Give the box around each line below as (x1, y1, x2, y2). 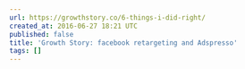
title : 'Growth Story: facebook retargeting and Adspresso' (9, 38, 239, 47)
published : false (9, 30, 74, 39)
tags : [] (9, 47, 42, 56)
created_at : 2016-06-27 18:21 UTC (9, 22, 139, 30)
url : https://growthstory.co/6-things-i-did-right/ (9, 13, 206, 22)
